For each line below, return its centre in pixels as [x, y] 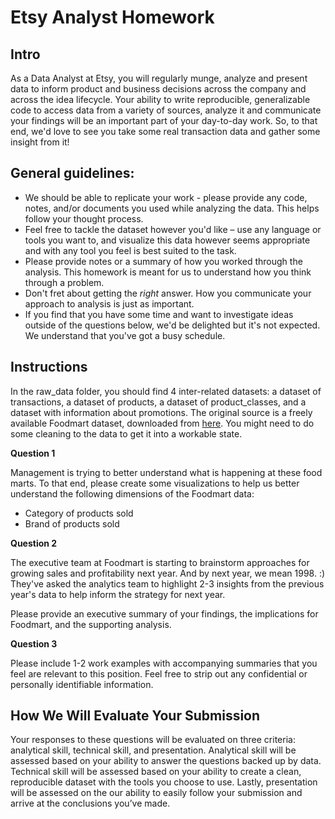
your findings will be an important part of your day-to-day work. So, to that [164, 120]
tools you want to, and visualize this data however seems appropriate [167, 240]
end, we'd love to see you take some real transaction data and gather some [165, 131]
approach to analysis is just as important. [109, 303]
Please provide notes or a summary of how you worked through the [163, 261]
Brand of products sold [72, 523]
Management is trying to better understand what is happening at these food [166, 472]
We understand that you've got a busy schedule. [125, 335]
